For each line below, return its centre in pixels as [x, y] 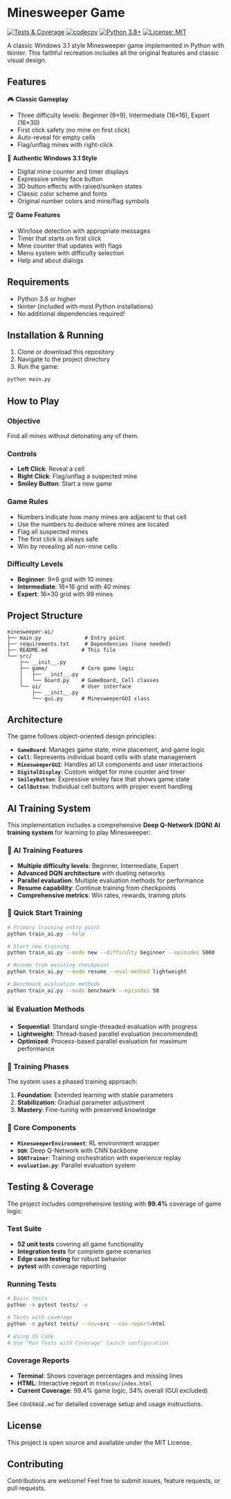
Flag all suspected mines [53, 531]
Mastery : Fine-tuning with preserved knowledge [86, 1110]
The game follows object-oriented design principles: [82, 736]
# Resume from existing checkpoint [58, 965]
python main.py [29, 379]
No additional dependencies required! [71, 313]
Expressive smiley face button [60, 179]
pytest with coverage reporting [62, 1266]
